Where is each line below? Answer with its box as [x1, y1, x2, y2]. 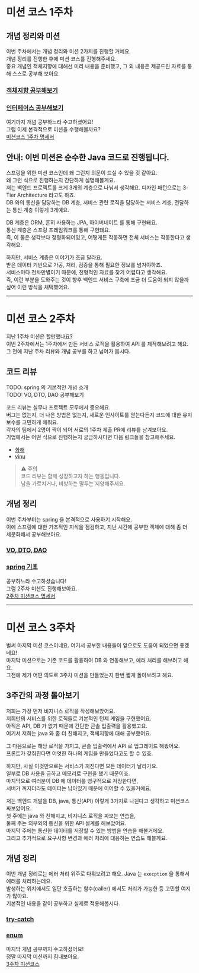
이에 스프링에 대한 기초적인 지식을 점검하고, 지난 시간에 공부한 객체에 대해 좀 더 [6, 523, 188, 530]
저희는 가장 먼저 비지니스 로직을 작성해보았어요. [6, 707, 115, 715]
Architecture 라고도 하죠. [17, 191, 76, 199]
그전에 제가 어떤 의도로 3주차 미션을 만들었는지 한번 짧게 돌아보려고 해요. [6, 671, 174, 678]
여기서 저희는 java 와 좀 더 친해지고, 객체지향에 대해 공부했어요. [6, 729, 152, 737]
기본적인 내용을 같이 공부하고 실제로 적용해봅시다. [6, 900, 120, 907]
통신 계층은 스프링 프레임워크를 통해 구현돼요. [6, 226, 111, 233]
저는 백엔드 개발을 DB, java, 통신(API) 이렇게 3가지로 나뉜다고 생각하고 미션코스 [6, 797, 190, 804]
